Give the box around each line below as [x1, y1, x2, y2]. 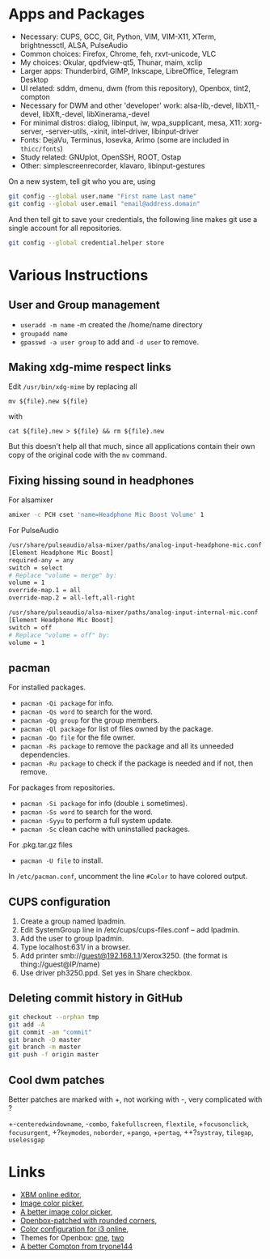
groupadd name [19, 330, 68, 338]
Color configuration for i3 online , [19, 1224, 129, 1234]
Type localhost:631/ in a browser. [19, 942, 131, 952]
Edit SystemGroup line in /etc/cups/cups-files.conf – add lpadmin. [19, 925, 240, 935]
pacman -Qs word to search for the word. [19, 706, 154, 717]
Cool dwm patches [8, 1073, 105, 1086]
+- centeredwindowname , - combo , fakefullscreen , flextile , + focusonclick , [8, 1119, 249, 1129]
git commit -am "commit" [8, 1028, 92, 1036]
